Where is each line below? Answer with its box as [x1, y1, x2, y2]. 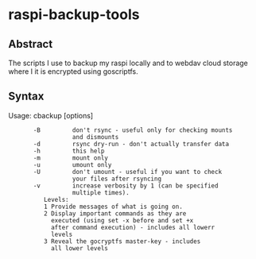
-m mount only [33, 153, 109, 162]
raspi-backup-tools [8, 6, 140, 24]
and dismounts [72, 133, 119, 141]
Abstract [8, 37, 53, 51]
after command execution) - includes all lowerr [50, 223, 215, 231]
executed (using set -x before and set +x [50, 216, 194, 224]
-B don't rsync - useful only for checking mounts [33, 126, 233, 134]
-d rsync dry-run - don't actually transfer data [33, 140, 229, 148]
